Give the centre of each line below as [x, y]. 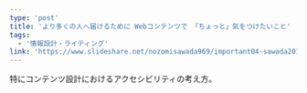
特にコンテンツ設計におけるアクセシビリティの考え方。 [113, 79]
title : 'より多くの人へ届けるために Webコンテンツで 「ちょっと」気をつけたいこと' [150, 26]
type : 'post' [34, 18]
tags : [20, 35]
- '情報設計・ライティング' [63, 43]
